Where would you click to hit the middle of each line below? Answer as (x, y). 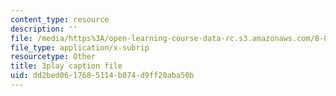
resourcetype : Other (53, 57)
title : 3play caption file (66, 66)
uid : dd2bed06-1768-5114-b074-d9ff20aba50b (102, 76)
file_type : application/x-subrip (80, 47)
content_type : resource (60, 19)
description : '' (44, 29)
